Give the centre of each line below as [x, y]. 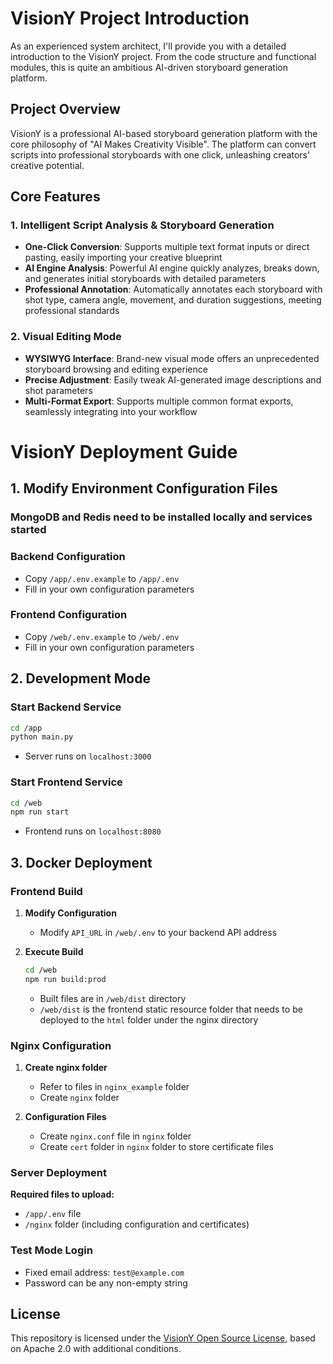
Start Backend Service [66, 707]
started [28, 530]
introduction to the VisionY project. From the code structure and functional [163, 56]
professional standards [72, 311]
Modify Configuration [70, 913]
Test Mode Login [51, 1250]
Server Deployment [58, 1172]
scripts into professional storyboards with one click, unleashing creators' [160, 154]
